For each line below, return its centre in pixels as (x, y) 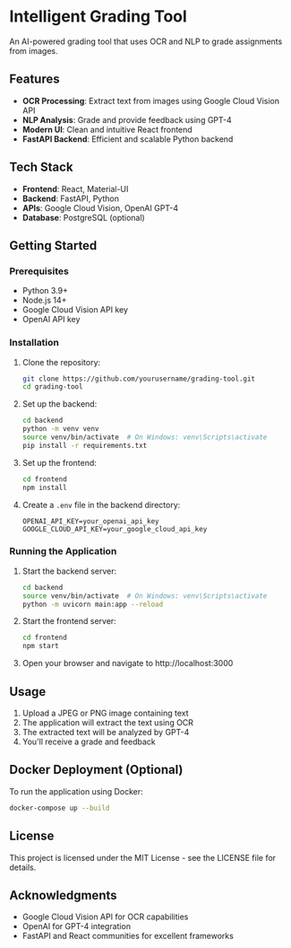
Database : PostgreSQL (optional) (83, 217)
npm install (44, 487)
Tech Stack (41, 167)
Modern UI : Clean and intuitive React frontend (107, 129)
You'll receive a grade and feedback (89, 742)
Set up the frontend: (59, 462)
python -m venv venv (60, 429)
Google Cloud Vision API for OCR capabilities (105, 917)
